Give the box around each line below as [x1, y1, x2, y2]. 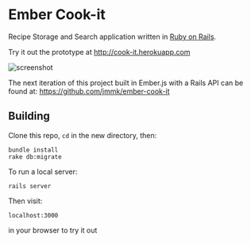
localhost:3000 [8, 211, 59, 219]
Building [8, 110, 50, 123]
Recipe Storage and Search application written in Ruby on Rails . [8, 32, 217, 41]
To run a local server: [8, 167, 78, 176]
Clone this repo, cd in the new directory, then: [8, 130, 157, 140]
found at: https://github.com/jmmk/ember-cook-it [8, 86, 170, 96]
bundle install [8, 145, 59, 154]
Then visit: [8, 196, 43, 206]
